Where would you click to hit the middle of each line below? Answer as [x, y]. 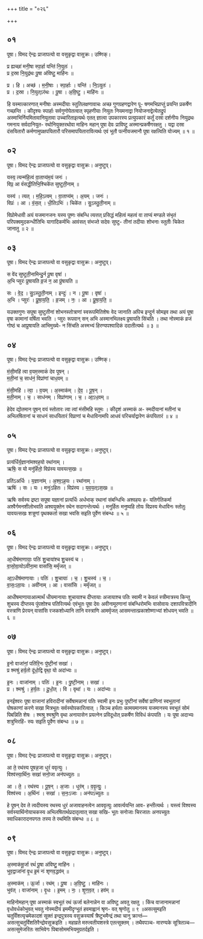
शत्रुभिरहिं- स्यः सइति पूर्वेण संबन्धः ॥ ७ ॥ [45, 721]
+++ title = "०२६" [28, 9]
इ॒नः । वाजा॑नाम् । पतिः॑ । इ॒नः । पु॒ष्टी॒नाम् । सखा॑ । [56, 682]
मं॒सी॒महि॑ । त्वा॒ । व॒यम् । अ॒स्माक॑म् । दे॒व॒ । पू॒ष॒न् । [55, 390]
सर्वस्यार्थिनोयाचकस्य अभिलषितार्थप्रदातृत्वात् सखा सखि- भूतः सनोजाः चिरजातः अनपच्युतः [89, 812]
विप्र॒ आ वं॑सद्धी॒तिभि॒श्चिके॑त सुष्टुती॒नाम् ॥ [43, 184]
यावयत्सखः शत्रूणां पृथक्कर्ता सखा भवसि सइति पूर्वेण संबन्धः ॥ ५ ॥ [68, 514]
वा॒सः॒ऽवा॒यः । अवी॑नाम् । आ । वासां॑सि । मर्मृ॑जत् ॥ [54, 585]
